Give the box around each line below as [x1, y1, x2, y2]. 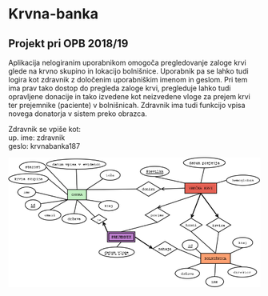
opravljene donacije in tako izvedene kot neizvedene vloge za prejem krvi [8, 92, 250, 101]
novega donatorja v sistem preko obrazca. [8, 109, 148, 118]
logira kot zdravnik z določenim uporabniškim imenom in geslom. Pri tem [8, 75, 248, 84]
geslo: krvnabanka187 [8, 142, 81, 150]
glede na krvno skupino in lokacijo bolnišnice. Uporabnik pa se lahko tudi [8, 66, 250, 76]
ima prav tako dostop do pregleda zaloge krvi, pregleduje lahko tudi [8, 83, 231, 93]
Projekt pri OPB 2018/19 [8, 37, 129, 50]
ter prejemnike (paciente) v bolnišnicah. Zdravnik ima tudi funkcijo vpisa [8, 101, 246, 110]
